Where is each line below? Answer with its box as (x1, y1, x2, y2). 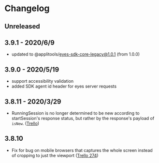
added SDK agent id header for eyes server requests (11, 83, 117, 89)
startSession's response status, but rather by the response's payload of (11, 116, 155, 121)
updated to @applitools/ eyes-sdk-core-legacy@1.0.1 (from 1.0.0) (11, 51, 140, 57)
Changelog (4, 3, 50, 14)
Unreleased (4, 22, 41, 30)
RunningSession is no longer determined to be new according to (11, 110, 140, 116)
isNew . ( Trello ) (11, 120, 40, 126)
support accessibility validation (11, 78, 74, 84)
